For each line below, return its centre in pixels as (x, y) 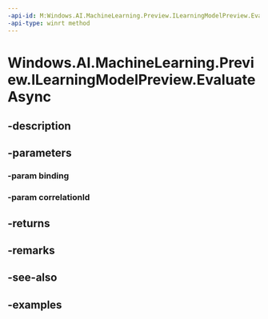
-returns (29, 223)
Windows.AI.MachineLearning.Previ (131, 63)
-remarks (31, 251)
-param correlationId (49, 197)
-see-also (32, 278)
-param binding (38, 176)
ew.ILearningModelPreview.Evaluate (132, 80)
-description (39, 126)
